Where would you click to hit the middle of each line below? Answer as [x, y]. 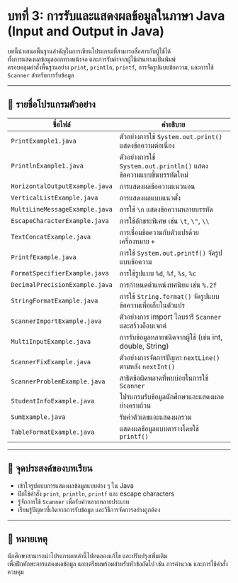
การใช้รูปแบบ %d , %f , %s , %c [158, 273]
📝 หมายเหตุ [28, 539]
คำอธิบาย [174, 124]
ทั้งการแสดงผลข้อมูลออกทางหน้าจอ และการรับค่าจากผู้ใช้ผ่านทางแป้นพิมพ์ [91, 59]
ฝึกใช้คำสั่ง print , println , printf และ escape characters [96, 494]
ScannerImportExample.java [56, 321]
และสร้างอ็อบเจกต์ [143, 325]
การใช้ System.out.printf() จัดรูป [171, 253]
